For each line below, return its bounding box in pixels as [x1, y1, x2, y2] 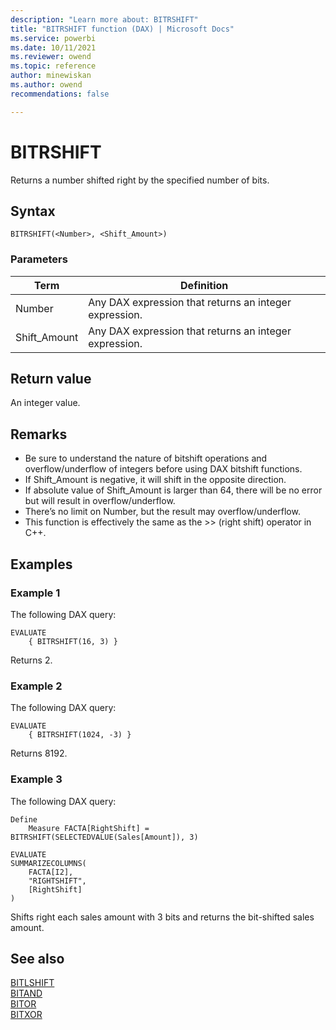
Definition [180, 278, 229, 292]
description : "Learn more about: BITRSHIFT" [10, 14, 199, 25]
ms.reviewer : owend [10, 52, 92, 62]
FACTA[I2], [28, 867, 74, 877]
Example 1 [10, 586, 61, 600]
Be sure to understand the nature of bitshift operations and [24, 452, 268, 465]
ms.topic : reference [10, 61, 97, 71]
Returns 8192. [10, 747, 68, 760]
